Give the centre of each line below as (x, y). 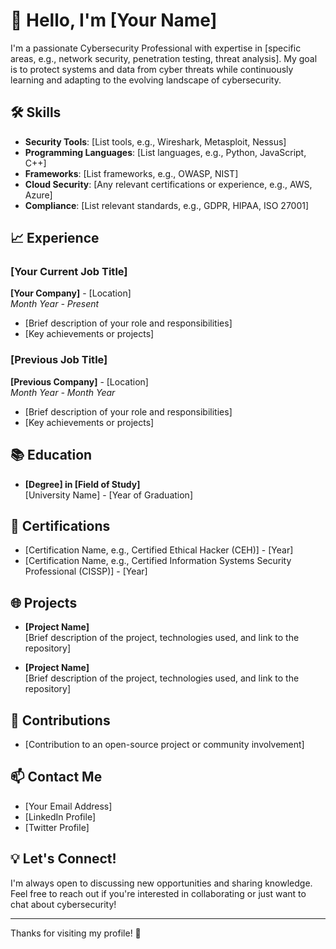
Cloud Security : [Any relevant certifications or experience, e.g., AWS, (168, 184)
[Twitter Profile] (57, 827)
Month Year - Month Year (63, 392)
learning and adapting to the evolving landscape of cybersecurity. (146, 80)
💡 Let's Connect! (63, 859)
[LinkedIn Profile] (60, 816)
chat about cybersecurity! (63, 904)
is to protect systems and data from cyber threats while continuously (152, 69)
